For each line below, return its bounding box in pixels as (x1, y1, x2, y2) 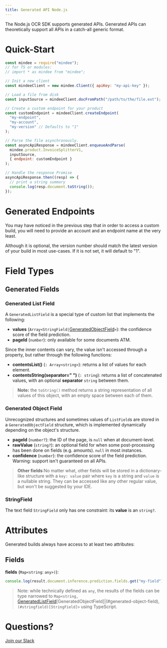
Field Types (5, 265, 54, 277)
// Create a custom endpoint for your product (5, 106, 103, 111)
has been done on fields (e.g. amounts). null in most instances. (12, 447, 143, 453)
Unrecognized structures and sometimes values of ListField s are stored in (5, 416, 159, 422)
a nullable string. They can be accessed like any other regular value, (17, 478, 158, 484)
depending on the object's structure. (5, 427, 81, 433)
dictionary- (139, 467, 162, 473)
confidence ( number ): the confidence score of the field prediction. (12, 452, 148, 458)
